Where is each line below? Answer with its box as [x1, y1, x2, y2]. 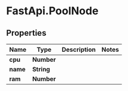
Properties [6, 28, 47, 38]
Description [62, 46, 96, 54]
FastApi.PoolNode [6, 4, 99, 18]
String [32, 65, 50, 73]
